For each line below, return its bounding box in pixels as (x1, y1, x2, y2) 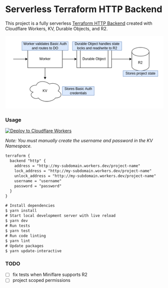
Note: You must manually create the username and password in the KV (5, 138, 153, 144)
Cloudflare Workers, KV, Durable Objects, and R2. (5, 25, 108, 31)
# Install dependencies (5, 203, 55, 208)
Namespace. (5, 143, 32, 149)
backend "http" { (10, 158, 46, 163)
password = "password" (14, 184, 62, 189)
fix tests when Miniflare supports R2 (12, 271, 88, 278)
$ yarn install (5, 208, 37, 213)
